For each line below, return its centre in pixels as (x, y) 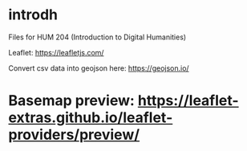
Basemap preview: (71, 101)
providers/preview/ (74, 135)
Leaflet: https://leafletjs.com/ (56, 52)
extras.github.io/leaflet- (91, 118)
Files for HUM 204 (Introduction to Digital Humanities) (97, 37)
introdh (33, 15)
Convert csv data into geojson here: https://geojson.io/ (99, 68)
